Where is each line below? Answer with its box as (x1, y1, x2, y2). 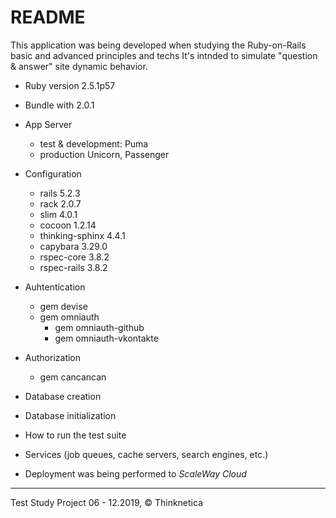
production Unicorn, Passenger (39, 148, 170, 160)
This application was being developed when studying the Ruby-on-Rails (10, 39, 307, 51)
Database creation (24, 390, 102, 402)
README (10, 6, 86, 29)
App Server (24, 118, 73, 130)
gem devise (39, 300, 88, 312)
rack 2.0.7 (39, 197, 82, 210)
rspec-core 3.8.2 (39, 251, 110, 263)
